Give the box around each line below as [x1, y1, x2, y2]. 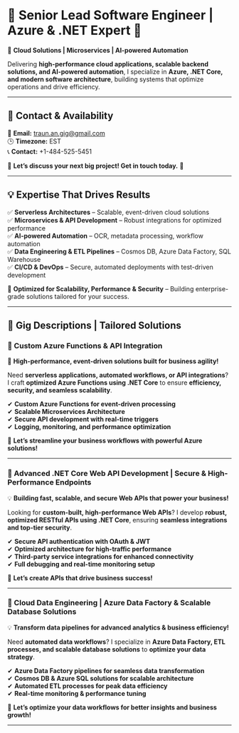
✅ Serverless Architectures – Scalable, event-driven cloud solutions [7, 208, 210, 216]
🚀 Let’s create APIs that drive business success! [7, 573, 153, 582]
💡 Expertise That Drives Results [7, 189, 151, 201]
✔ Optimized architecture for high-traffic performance [7, 545, 172, 553]
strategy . [7, 652, 36, 661]
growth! [7, 710, 32, 719]
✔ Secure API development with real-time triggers [7, 415, 159, 424]
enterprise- [195, 284, 229, 293]
